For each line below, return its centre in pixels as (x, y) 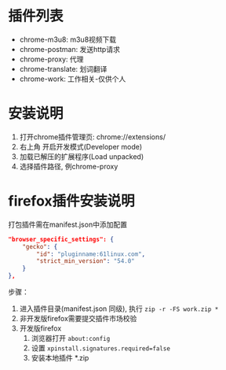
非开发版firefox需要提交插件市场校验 (78, 319)
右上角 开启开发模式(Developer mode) (81, 146)
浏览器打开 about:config (71, 339)
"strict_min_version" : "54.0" (86, 261)
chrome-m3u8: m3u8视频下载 (68, 39)
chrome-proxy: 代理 (51, 59)
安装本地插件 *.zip (60, 358)
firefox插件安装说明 (71, 201)
